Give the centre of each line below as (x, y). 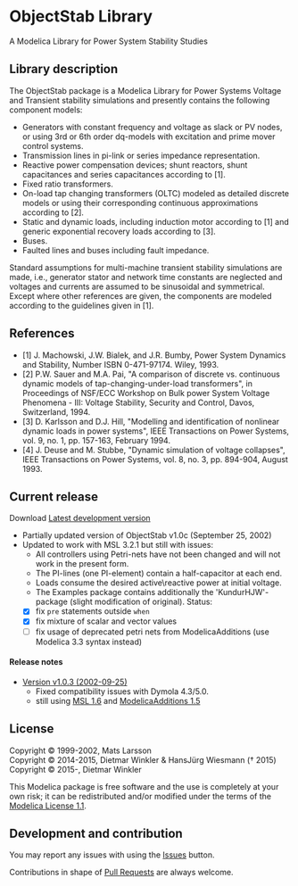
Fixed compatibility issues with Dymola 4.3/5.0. (122, 691)
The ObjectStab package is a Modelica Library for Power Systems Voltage (145, 90)
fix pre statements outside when (92, 611)
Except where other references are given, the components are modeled (141, 295)
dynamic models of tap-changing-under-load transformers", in (137, 383)
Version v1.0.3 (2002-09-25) (74, 682)
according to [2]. (53, 212)
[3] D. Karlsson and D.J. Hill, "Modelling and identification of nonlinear (151, 421)
